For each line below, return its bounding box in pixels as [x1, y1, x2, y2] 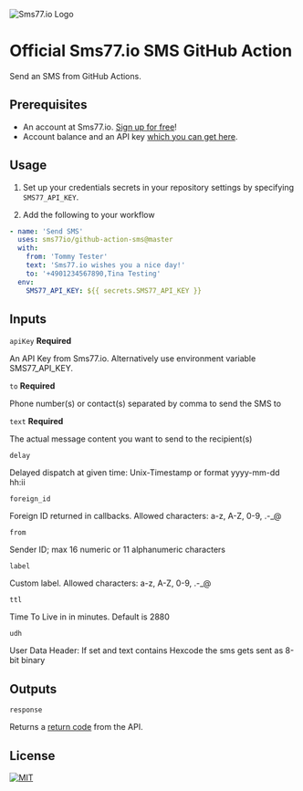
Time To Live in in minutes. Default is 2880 [9, 611, 171, 622]
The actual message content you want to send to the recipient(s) [9, 433, 253, 444]
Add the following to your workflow [22, 209, 155, 220]
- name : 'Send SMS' [9, 226, 84, 236]
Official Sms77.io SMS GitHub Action [9, 41, 293, 61]
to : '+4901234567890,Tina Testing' [26, 269, 162, 278]
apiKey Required [9, 336, 72, 347]
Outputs [9, 681, 57, 697]
